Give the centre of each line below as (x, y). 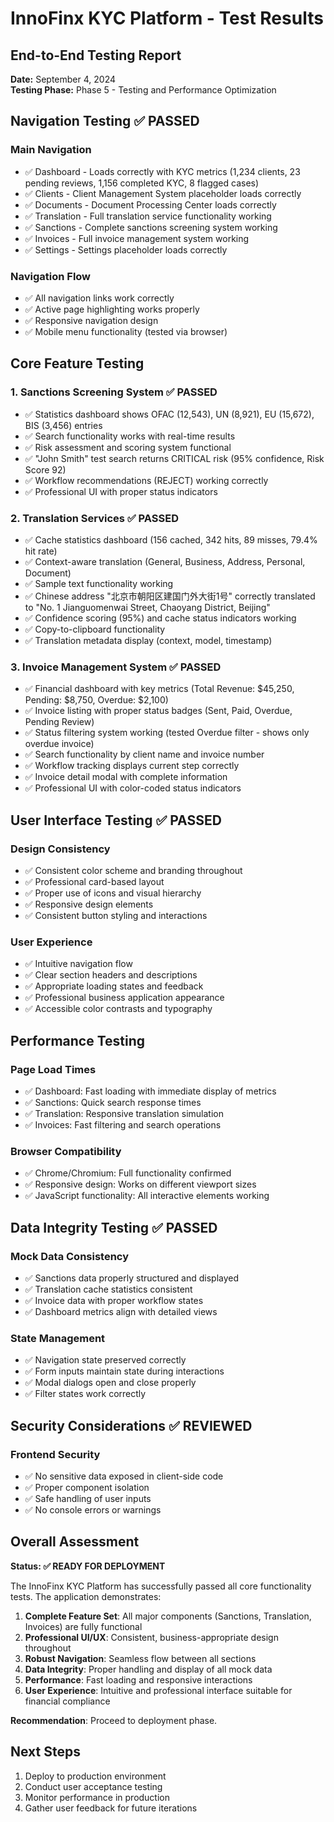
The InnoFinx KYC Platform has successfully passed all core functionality (161, 1586)
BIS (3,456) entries (63, 425)
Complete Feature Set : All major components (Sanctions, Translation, (168, 1616)
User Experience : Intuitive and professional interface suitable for (158, 1690)
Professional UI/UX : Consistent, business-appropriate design (151, 1637)
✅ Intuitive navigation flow (78, 964)
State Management (58, 1338)
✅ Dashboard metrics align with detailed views (121, 1311)
